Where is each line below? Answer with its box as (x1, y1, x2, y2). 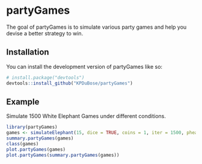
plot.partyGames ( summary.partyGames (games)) (6, 152, 120, 158)
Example (6, 96, 40, 107)
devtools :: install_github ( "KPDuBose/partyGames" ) (6, 80, 133, 86)
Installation (6, 47, 49, 57)
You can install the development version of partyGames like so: (6, 63, 163, 70)
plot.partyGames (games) (6, 146, 66, 153)
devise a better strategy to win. (6, 29, 84, 37)
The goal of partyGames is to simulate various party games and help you (6, 23, 187, 31)
